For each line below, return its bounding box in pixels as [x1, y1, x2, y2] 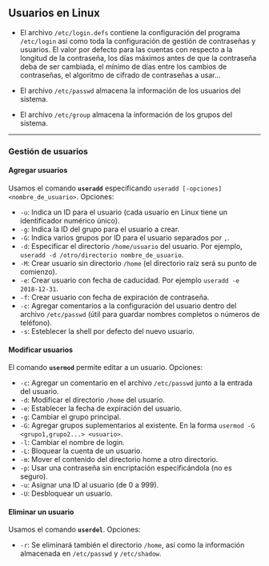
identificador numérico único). [19, 215, 120, 225]
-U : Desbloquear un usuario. [19, 488, 113, 499]
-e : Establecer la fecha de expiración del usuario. [19, 403, 183, 413]
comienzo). [19, 267, 58, 276]
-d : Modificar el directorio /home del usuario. [19, 395, 166, 405]
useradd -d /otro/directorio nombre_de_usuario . [19, 250, 184, 259]
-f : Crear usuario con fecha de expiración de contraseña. [19, 292, 210, 302]
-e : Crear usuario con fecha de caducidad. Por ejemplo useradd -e [19, 275, 240, 285]
